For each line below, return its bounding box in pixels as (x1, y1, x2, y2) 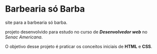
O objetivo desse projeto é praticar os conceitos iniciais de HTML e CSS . (5, 43, 153, 49)
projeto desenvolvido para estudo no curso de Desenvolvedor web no (5, 29, 148, 35)
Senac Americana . (5, 34, 43, 40)
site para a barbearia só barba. (5, 19, 68, 25)
